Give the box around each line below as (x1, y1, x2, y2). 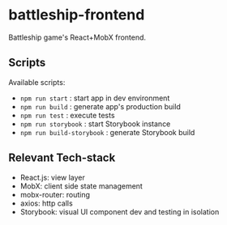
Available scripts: (8, 77, 66, 87)
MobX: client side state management (19, 180, 143, 191)
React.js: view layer (19, 172, 85, 182)
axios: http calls (19, 198, 73, 208)
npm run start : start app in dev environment (19, 93, 170, 103)
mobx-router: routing (19, 189, 91, 199)
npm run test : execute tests (19, 110, 115, 120)
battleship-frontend (8, 6, 145, 24)
